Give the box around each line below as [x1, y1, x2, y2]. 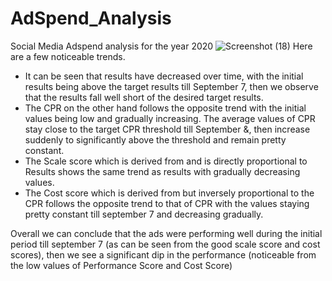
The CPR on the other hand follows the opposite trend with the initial [24, 102, 307, 114]
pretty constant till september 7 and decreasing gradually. [24, 208, 264, 220]
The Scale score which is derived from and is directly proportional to [24, 155, 308, 167]
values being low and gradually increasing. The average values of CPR [24, 112, 316, 124]
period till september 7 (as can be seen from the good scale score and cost [10, 238, 321, 250]
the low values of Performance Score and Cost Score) [10, 259, 233, 271]
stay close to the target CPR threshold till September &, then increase [24, 123, 311, 135]
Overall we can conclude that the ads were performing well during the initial [10, 227, 323, 239]
